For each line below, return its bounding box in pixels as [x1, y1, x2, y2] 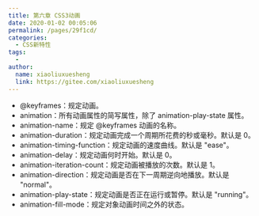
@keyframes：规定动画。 [19, 100, 103, 110]
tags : [8, 48, 26, 56]
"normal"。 [19, 180, 57, 189]
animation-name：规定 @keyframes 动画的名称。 [19, 120, 181, 130]
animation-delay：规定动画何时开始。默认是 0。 [19, 150, 177, 159]
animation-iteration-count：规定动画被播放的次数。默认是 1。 [19, 160, 219, 169]
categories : [8, 33, 48, 42]
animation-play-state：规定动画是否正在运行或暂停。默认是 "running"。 [19, 189, 253, 199]
